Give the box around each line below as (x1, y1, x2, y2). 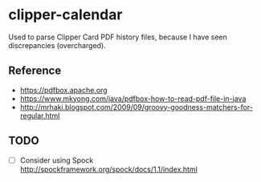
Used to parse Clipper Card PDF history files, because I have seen (8, 32, 227, 42)
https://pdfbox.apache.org (19, 85, 108, 95)
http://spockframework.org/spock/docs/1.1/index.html (19, 164, 198, 174)
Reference (8, 64, 62, 78)
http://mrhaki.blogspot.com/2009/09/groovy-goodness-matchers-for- (19, 102, 253, 111)
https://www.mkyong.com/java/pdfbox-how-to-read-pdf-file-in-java (19, 94, 247, 103)
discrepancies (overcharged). (8, 40, 106, 50)
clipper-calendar (8, 6, 123, 24)
